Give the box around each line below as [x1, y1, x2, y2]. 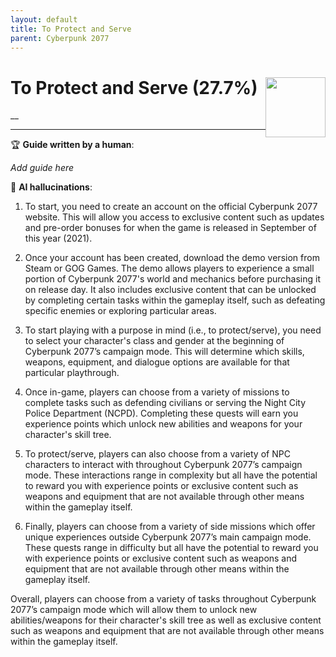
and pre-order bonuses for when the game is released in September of [24, 222, 317, 234]
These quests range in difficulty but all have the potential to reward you [24, 542, 319, 554]
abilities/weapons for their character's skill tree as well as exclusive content [10, 614, 322, 626]
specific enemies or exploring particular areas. [24, 305, 217, 317]
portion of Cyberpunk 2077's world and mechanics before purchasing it [24, 273, 322, 285]
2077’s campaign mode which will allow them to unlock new [10, 604, 258, 616]
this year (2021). [24, 232, 93, 245]
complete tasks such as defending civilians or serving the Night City [24, 397, 307, 409]
